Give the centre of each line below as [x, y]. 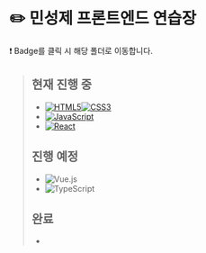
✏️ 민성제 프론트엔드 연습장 [103, 18]
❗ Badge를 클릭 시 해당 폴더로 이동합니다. [81, 50]
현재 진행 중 [62, 85]
